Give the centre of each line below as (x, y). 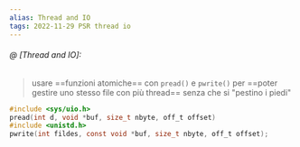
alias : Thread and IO (50, 18)
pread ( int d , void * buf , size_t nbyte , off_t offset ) (113, 117)
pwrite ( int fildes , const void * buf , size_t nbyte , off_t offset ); (139, 134)
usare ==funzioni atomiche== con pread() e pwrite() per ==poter (155, 83)
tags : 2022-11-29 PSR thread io (70, 26)
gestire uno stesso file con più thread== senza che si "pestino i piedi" (161, 92)
